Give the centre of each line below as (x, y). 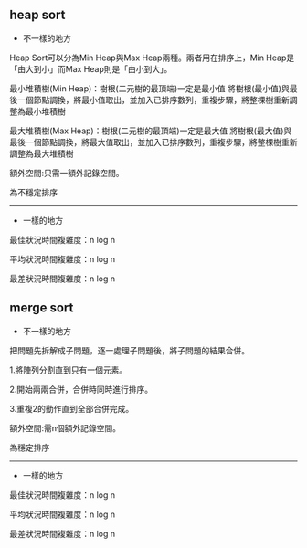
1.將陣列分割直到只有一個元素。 (69, 370)
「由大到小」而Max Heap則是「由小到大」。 (91, 68)
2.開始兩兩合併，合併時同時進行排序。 (81, 389)
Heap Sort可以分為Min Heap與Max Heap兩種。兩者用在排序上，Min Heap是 (152, 58)
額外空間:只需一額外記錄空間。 (67, 173)
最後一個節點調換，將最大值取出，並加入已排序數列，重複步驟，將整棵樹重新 (153, 142)
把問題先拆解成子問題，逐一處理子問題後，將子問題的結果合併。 (129, 350)
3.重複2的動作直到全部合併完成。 (72, 408)
